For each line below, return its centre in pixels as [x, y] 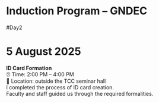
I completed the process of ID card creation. [60, 87]
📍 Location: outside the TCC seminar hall [56, 81]
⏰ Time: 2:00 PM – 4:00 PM [40, 74]
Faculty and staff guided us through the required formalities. [80, 93]
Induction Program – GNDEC [77, 11]
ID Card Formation [29, 68]
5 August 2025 [44, 51]
